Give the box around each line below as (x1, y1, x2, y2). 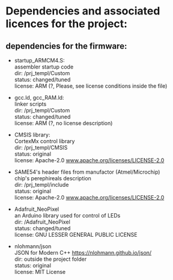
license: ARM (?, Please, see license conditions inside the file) (14, 82, 168, 90)
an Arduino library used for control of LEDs (14, 212, 121, 219)
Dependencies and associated (5, 4, 160, 18)
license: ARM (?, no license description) (14, 120, 113, 127)
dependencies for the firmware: (5, 41, 127, 51)
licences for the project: (5, 17, 127, 31)
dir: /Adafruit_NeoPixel (14, 218, 70, 225)
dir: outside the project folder (14, 255, 87, 263)
